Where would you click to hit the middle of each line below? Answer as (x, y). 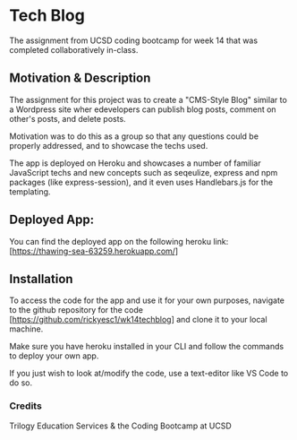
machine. (26, 329)
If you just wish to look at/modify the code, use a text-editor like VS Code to (149, 374)
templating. (30, 191)
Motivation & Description (80, 78)
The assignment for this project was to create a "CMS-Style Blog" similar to (148, 99)
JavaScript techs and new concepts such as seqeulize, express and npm (144, 172)
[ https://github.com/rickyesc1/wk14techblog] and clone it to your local (138, 320)
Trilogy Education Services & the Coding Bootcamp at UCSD (120, 426)
